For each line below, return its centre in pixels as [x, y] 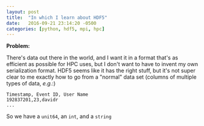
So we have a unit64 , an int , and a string [59, 116]
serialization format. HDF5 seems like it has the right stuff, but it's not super [101, 71]
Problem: [18, 46]
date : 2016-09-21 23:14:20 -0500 [51, 23]
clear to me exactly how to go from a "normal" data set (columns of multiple [101, 77]
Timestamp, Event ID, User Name [47, 94]
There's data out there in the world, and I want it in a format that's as [92, 58]
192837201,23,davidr [33, 100]
